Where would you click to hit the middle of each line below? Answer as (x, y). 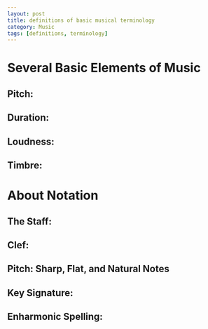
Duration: (28, 117)
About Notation (53, 195)
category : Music (31, 27)
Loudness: (31, 141)
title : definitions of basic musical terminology (81, 20)
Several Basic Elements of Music (104, 68)
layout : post (26, 14)
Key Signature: (40, 293)
